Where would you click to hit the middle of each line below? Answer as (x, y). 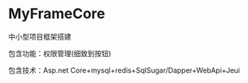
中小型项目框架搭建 (40, 36)
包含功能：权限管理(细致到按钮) (60, 53)
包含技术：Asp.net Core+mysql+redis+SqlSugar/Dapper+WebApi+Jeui (124, 70)
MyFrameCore (57, 14)
